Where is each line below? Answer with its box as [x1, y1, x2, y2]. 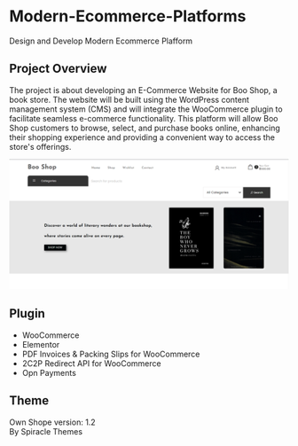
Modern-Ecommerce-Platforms [9, 6, 247, 27]
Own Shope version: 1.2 [9, 417, 96, 427]
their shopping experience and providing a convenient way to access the [9, 131, 276, 143]
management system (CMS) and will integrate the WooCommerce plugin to [9, 104, 283, 114]
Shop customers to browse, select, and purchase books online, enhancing [9, 122, 281, 133]
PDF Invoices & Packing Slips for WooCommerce [21, 348, 200, 359]
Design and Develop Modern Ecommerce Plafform [9, 35, 193, 46]
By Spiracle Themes [9, 426, 82, 436]
